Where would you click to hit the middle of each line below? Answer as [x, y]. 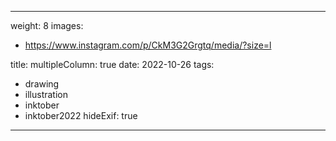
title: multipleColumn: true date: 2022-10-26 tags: [112, 64]
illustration [46, 94]
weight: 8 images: [47, 25]
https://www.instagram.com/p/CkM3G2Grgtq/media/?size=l [148, 45]
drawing [42, 84]
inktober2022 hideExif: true [81, 115]
